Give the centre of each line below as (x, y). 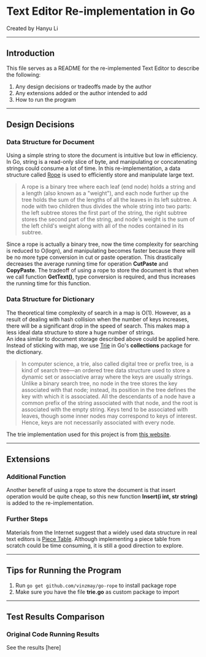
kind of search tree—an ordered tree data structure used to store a (105, 370)
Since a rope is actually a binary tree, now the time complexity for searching (102, 244)
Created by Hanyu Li (32, 28)
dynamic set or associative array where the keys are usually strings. (107, 377)
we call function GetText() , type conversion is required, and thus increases (101, 277)
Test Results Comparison (55, 617)
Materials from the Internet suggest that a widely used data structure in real (102, 532)
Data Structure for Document (51, 142)
